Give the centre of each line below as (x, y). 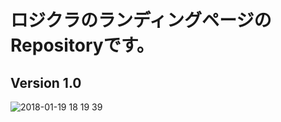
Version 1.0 (46, 82)
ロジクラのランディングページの (141, 20)
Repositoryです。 (82, 45)
